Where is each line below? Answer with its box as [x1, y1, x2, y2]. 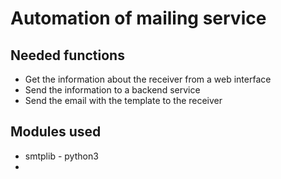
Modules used [10, 123, 102, 141]
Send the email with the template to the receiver [24, 95, 223, 106]
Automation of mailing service [10, 7, 267, 30]
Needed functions [10, 47, 125, 64]
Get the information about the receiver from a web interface [24, 73, 272, 85]
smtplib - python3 [24, 150, 99, 162]
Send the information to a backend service [24, 84, 201, 96]
